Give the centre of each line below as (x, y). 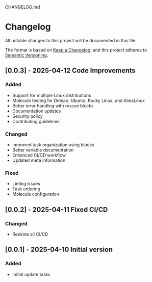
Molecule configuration (36, 194)
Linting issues (26, 184)
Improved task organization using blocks (53, 145)
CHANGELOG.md (23, 7)
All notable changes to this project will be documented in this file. (71, 40)
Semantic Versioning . (26, 55)
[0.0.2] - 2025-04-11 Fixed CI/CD (56, 210)
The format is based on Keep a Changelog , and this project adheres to (76, 50)
